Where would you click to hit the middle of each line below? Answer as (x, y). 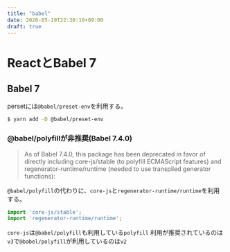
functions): (39, 176)
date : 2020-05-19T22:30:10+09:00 (55, 20)
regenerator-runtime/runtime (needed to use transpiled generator (117, 169)
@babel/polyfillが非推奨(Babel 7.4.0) (70, 138)
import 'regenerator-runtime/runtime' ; (65, 219)
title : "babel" (29, 13)
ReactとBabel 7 (52, 63)
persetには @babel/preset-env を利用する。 (67, 106)
